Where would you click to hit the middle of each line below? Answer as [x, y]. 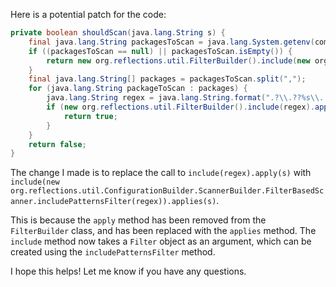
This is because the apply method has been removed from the [138, 220]
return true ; [90, 116]
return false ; [57, 144]
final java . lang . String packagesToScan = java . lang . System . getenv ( [171, 42]
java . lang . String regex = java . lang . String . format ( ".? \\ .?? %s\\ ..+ [189, 98]
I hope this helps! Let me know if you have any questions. [128, 271]
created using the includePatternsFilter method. [113, 252]
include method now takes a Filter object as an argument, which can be [161, 241]
